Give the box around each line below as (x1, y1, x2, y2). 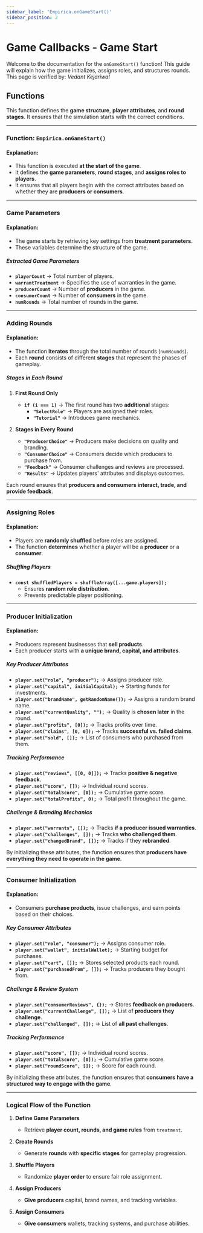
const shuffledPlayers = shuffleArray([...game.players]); (14, 579, 167, 586)
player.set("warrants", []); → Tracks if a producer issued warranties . (14, 824, 196, 831)
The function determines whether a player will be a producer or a (14, 543, 179, 550)
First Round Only (14, 389, 59, 396)
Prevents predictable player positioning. (24, 591, 123, 599)
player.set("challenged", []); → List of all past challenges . (14, 1020, 169, 1027)
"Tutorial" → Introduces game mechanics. (33, 414, 141, 421)
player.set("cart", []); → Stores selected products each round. (14, 959, 179, 966)
